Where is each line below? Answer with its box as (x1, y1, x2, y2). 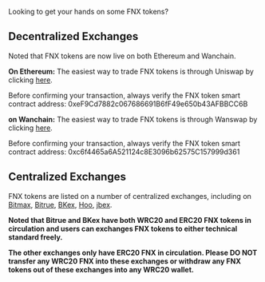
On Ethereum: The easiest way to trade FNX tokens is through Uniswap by (8, 66, 254, 76)
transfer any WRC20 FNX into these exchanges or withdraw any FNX (8, 256, 242, 266)
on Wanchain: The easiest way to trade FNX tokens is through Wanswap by (8, 114, 258, 124)
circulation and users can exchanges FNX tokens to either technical (8, 224, 238, 233)
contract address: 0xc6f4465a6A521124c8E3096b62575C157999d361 (8, 147, 240, 157)
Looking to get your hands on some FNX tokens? (8, 7, 169, 16)
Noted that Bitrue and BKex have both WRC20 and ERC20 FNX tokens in (8, 215, 251, 224)
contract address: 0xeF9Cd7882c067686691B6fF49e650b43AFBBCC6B (8, 99, 248, 109)
